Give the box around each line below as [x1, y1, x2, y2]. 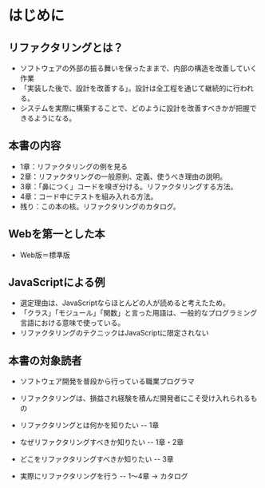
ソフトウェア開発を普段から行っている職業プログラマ [19, 376, 196, 387]
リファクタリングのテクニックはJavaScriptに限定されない [19, 328, 209, 338]
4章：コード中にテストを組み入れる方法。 [19, 192, 158, 201]
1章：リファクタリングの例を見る [19, 161, 128, 171]
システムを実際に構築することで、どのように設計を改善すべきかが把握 [19, 104, 250, 113]
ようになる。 [34, 113, 77, 123]
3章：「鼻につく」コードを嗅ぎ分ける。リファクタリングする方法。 [19, 181, 238, 191]
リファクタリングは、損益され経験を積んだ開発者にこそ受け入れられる [19, 394, 251, 403]
